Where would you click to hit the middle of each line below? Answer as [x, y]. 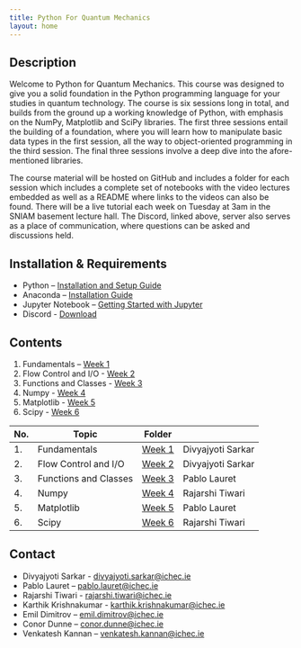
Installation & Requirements [89, 263]
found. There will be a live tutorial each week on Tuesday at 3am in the [140, 207]
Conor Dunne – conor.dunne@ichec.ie [93, 624]
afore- [281, 151]
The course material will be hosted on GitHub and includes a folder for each [150, 178]
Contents [36, 342]
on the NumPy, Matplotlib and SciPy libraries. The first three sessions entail [149, 122]
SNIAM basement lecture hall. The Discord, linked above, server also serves [150, 216]
